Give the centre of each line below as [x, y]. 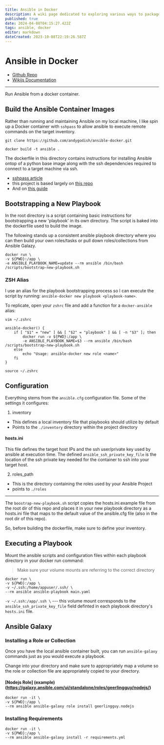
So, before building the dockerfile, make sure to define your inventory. [76, 528]
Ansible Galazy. [21, 246]
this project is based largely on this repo [52, 183]
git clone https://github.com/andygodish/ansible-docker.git [69, 140]
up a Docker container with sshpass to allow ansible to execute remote [76, 126]
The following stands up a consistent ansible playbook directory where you [81, 235]
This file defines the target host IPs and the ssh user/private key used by [78, 449]
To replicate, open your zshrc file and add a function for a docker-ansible [79, 305]
